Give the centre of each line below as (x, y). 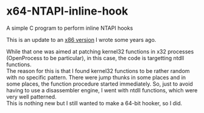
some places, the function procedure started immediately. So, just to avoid (100, 84)
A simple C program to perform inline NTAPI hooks (70, 28)
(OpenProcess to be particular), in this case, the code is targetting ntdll (95, 58)
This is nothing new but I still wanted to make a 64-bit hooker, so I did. (94, 103)
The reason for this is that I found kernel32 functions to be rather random (98, 70)
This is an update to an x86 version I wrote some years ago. (81, 39)
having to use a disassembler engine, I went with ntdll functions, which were (102, 90)
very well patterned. (31, 97)
